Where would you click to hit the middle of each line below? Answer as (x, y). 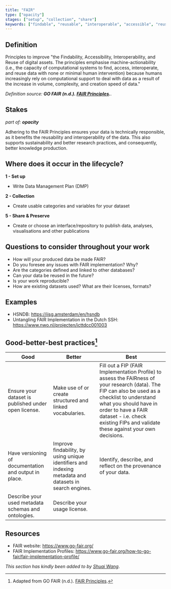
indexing (63, 469)
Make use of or (71, 388)
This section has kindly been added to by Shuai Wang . (63, 566)
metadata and (70, 476)
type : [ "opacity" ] (25, 15)
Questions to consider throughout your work (78, 247)
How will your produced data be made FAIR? (59, 259)
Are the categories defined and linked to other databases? (74, 270)
